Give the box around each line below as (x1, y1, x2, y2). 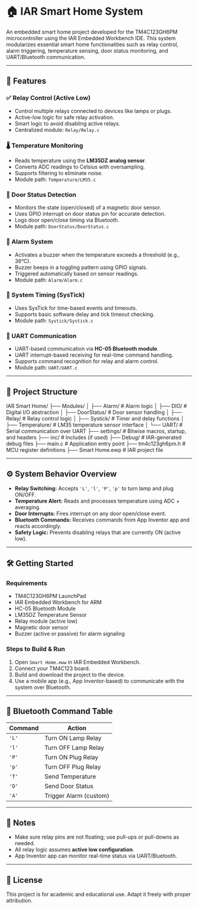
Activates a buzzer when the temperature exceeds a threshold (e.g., (14, 251, 180, 258)
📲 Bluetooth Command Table (6, 706, 113, 716)
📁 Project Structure (6, 387, 78, 397)
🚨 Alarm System (6, 238, 53, 246)
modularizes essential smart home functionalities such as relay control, (6, 41, 179, 48)
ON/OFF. (14, 491, 37, 498)
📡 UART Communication (6, 332, 77, 340)
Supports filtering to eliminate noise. (14, 169, 103, 176)
